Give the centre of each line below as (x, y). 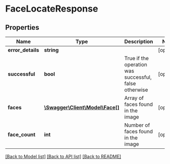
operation (136, 65)
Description (139, 42)
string (51, 50)
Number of (137, 125)
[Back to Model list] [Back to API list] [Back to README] (63, 156)
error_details (24, 50)
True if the (137, 58)
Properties (22, 28)
